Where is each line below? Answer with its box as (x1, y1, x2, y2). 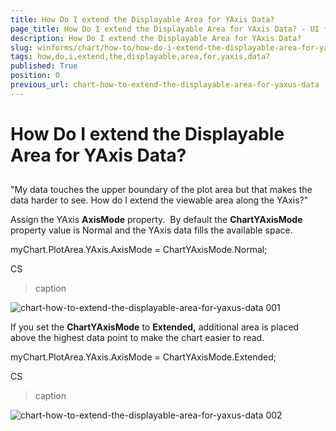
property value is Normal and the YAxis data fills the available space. (10, 224, 293, 236)
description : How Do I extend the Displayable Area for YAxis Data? (10, 33, 302, 43)
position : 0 (10, 71, 60, 81)
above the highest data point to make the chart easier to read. (10, 332, 265, 344)
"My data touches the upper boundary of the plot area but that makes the (10, 184, 313, 196)
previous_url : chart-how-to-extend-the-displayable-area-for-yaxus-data (10, 80, 320, 90)
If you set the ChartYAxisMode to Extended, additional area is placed (10, 321, 300, 333)
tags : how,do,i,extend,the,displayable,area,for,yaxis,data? (10, 52, 271, 62)
